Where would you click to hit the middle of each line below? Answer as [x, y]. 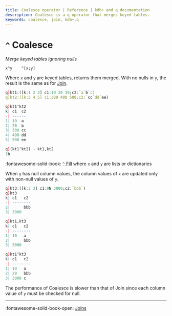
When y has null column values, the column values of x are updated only [82, 173]
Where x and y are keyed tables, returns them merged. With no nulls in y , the [86, 78]
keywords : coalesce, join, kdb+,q [42, 19]
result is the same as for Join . [36, 83]
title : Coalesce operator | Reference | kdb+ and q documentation [78, 10]
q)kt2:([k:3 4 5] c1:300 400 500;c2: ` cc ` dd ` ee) [57, 98]
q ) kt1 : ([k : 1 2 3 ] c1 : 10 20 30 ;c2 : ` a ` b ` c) [50, 93]
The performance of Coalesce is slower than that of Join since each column [85, 288]
